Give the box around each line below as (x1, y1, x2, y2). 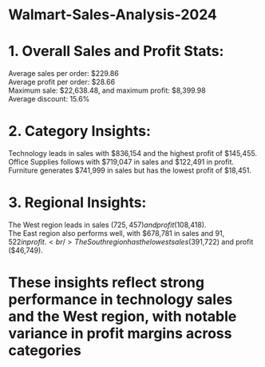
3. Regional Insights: (8, 193, 147, 212)
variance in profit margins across (8, 325, 232, 343)
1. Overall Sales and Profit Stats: (8, 42, 224, 61)
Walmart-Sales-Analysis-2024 (8, 6, 218, 24)
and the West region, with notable (8, 308, 237, 325)
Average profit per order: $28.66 (8, 78, 116, 87)
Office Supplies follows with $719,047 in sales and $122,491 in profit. (8, 158, 234, 167)
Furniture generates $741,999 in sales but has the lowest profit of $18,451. (8, 166, 252, 175)
